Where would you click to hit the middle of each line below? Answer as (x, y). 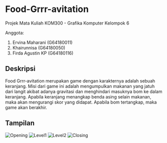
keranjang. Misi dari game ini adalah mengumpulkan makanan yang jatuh (80, 86)
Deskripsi (20, 69)
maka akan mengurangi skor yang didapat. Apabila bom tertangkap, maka (81, 102)
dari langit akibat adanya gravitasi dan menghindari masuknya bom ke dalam (84, 91)
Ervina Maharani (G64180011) (42, 42)
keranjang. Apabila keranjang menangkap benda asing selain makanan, (78, 96)
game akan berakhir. (26, 107)
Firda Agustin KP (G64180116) (43, 53)
